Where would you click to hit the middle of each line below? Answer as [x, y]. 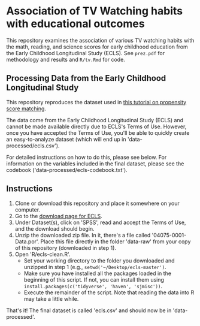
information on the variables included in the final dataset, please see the [95, 164]
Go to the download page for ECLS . [59, 216]
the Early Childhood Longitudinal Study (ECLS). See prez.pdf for [86, 53]
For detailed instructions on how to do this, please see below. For [87, 157]
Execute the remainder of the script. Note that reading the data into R [109, 292]
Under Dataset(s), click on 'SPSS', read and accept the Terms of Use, [100, 222]
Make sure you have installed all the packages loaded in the [98, 273]
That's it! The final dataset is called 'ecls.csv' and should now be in [89, 310]
